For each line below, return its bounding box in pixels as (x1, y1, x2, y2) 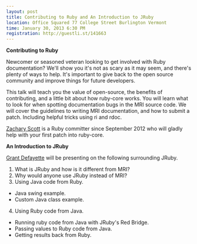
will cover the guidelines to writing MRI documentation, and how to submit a (6, 108, 190, 115)
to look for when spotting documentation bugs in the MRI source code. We (6, 101, 186, 108)
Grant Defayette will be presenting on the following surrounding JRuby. (6, 154, 178, 161)
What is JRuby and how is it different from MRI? (14, 166, 131, 173)
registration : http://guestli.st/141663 (6, 31, 107, 37)
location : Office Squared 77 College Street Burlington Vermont (6, 19, 167, 25)
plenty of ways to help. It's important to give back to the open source (6, 71, 173, 78)
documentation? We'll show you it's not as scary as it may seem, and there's (6, 64, 192, 71)
